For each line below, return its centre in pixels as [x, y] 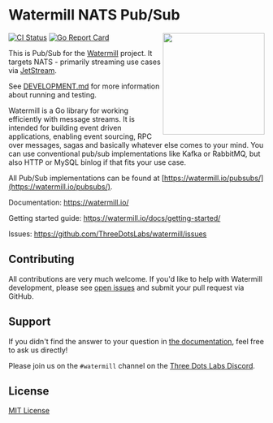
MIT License [29, 411]
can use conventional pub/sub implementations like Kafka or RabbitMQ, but [134, 153]
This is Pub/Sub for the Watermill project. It [80, 53]
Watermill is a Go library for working [68, 110]
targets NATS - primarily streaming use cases [84, 62]
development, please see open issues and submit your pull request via [126, 287]
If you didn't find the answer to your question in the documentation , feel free [136, 341]
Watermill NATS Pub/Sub [94, 15]
